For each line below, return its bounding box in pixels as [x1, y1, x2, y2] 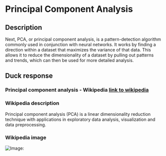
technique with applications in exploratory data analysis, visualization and [5, 116, 156, 122]
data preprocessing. [5, 121, 46, 127]
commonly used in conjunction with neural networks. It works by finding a [5, 42, 156, 48]
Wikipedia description [5, 100, 59, 107]
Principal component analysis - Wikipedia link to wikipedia [5, 87, 149, 94]
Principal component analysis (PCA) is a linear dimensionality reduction [5, 111, 151, 117]
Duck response [5, 72, 53, 80]
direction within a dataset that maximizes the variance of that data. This [5, 47, 151, 52]
